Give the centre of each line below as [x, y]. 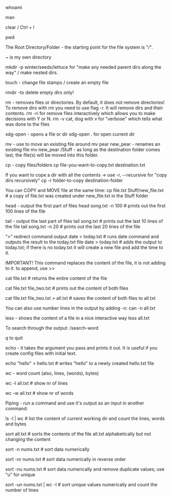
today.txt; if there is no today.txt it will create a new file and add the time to [84, 247]
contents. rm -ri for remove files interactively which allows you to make [80, 113]
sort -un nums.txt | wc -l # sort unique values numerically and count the [81, 484]
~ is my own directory [28, 57]
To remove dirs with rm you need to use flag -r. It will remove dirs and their [84, 108]
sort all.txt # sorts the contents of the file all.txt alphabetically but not [78, 434]
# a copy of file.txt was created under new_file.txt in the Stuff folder [77, 196]
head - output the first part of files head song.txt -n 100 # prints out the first [85, 206]
